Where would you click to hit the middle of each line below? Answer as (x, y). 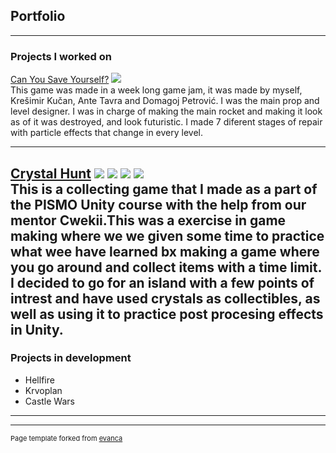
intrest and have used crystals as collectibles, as (165, 298)
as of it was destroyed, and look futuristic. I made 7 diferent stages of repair (166, 122)
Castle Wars (49, 401)
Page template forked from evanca (66, 438)
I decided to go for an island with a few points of (162, 282)
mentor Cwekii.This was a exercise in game (148, 220)
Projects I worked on (61, 56)
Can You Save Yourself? (60, 80)
